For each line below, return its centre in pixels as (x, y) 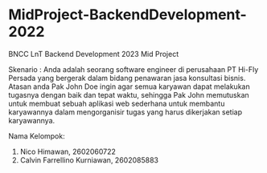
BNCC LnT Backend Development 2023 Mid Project (94, 54)
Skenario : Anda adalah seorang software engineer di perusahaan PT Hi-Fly (133, 69)
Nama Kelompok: (37, 136)
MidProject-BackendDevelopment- (127, 15)
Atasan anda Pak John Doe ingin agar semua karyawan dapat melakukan (129, 86)
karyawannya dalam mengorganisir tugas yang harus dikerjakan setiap (125, 112)
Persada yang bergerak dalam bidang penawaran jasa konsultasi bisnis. (127, 78)
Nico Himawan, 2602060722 (68, 151)
